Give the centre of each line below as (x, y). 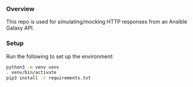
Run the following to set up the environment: (60, 56)
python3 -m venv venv (33, 67)
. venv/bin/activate (32, 73)
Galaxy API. (20, 28)
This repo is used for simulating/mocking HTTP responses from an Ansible (97, 22)
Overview (20, 9)
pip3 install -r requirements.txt (49, 78)
